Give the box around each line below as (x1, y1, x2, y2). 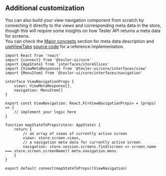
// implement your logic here (14, 109, 77, 115)
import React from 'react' (5, 53, 61, 58)
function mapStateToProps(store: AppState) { (5, 122, 101, 127)
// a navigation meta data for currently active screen (23, 140, 141, 145)
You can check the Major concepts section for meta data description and (5, 38, 154, 44)
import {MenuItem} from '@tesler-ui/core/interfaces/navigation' (5, 70, 143, 75)
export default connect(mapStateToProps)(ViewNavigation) (5, 166, 127, 171)
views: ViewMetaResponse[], (14, 83, 72, 88)
